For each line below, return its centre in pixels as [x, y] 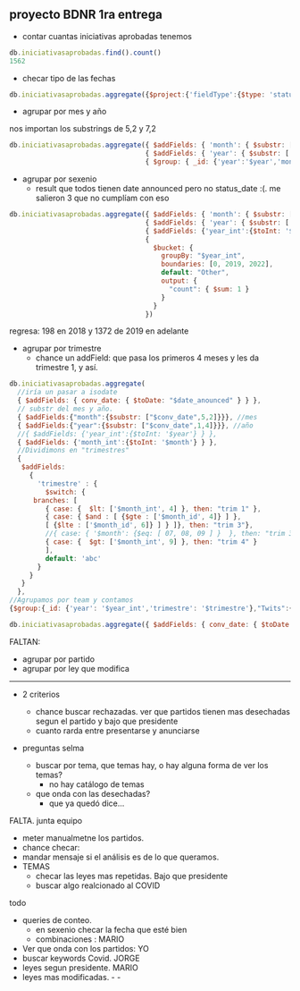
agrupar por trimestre [62, 349]
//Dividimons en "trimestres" [73, 451]
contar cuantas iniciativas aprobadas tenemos [107, 36]
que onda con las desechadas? [93, 793]
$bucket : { [173, 248]
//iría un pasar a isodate [67, 393]
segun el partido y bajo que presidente [107, 721]
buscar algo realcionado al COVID [98, 885]
